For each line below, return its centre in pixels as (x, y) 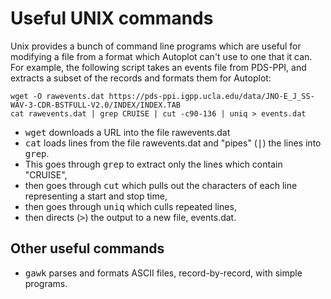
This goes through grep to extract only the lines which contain (153, 164)
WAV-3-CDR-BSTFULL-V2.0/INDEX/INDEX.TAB (96, 105)
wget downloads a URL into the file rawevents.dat (127, 132)
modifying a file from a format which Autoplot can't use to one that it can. (161, 56)
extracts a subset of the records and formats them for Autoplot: (141, 78)
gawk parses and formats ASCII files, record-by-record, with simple (163, 273)
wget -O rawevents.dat (57, 96)
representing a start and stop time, (96, 196)
